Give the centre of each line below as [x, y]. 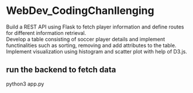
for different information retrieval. [46, 33]
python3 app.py [25, 84]
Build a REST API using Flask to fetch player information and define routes [95, 27]
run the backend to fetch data [61, 70]
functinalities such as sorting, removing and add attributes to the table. [91, 45]
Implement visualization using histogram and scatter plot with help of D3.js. [96, 51]
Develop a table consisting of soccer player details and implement [86, 39]
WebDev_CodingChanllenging [80, 11]
